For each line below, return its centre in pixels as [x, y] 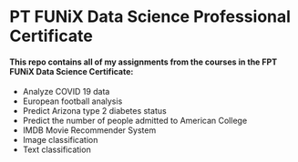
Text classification [57, 150]
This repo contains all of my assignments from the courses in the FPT [144, 62]
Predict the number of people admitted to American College [135, 121]
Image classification [60, 140]
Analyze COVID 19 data [66, 92]
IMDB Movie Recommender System [89, 130]
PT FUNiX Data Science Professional [150, 17]
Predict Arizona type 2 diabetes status [94, 111]
